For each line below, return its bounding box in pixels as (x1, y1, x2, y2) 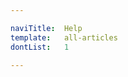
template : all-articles (10, 32, 118, 43)
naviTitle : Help (10, 23, 83, 33)
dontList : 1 (10, 42, 70, 52)
